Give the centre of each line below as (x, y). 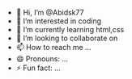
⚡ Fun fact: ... (38, 68)
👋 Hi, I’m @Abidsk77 (50, 12)
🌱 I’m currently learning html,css (70, 29)
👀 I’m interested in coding (59, 21)
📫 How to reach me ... (53, 47)
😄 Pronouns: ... (42, 59)
